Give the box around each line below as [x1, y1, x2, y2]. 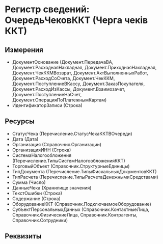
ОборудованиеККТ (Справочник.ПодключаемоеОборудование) [12, 201, 151, 207]
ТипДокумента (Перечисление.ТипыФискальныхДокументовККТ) [12, 168, 157, 174]
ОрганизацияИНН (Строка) [12, 147, 71, 153]
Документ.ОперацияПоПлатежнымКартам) [12, 97, 107, 103]
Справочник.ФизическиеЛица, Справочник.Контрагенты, [12, 211, 138, 218]
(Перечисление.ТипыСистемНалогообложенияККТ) [12, 157, 125, 164]
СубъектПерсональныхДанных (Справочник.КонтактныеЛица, [12, 206, 150, 212]
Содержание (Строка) [12, 195, 61, 202]
